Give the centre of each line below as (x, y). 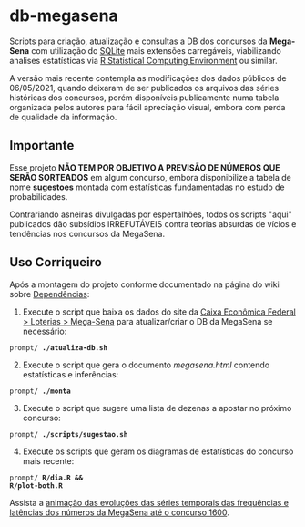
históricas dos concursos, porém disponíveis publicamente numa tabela (144, 98)
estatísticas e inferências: (71, 374)
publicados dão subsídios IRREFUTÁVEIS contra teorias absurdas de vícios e (153, 223)
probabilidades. (39, 196)
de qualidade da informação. (63, 117)
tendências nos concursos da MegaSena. (87, 233)
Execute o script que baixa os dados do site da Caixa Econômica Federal (159, 312)
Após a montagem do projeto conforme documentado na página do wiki (144, 284)
